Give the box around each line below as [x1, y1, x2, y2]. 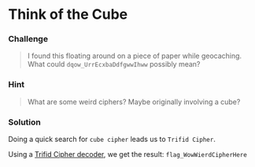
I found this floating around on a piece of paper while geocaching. [27, 51, 242, 60]
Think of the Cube [8, 5, 128, 24]
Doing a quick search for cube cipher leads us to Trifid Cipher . [8, 135, 216, 144]
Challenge [8, 34, 49, 45]
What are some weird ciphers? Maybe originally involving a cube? [27, 96, 241, 107]
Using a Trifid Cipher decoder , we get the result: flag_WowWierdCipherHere [8, 150, 248, 159]
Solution [8, 116, 42, 127]
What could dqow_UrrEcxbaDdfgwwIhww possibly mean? [27, 60, 201, 69]
